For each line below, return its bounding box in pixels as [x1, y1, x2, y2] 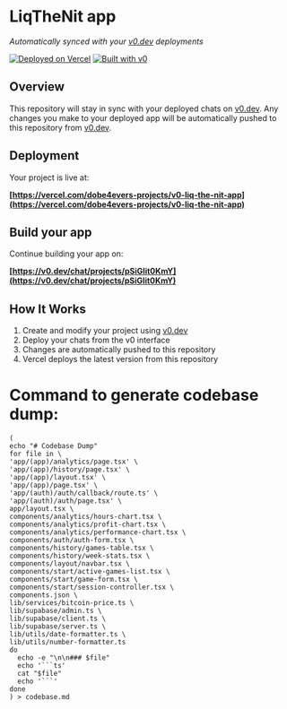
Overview [9, 79, 65, 95]
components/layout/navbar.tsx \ [9, 559, 130, 568]
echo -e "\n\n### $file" [17, 653, 110, 662]
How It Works [9, 301, 87, 316]
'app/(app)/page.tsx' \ [9, 481, 99, 490]
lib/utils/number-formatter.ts [9, 638, 126, 647]
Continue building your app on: [9, 248, 124, 259]
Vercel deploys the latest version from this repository [22, 354, 219, 365]
